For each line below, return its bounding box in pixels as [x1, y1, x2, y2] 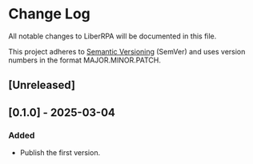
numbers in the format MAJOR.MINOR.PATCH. [8, 55, 162, 65]
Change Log [8, 5, 90, 23]
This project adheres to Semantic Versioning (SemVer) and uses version [8, 46, 246, 56]
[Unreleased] [8, 78, 76, 92]
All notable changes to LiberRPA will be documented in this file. [8, 31, 217, 41]
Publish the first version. [19, 148, 101, 158]
